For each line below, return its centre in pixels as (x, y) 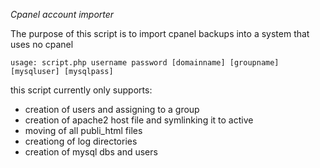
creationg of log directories (81, 141)
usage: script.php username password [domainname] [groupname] (145, 63)
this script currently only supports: (81, 90)
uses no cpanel (42, 44)
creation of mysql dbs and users (91, 152)
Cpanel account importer (62, 14)
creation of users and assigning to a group (112, 109)
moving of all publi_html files (83, 130)
